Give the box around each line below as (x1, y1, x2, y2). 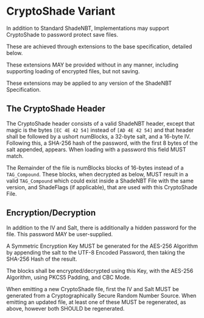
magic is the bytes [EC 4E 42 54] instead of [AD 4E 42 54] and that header (6, 126, 194, 134)
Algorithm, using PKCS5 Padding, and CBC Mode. (6, 273, 132, 281)
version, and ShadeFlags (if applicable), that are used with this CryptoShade (6, 183, 198, 190)
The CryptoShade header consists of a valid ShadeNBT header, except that (6, 120, 195, 127)
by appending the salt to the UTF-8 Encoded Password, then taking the (6, 248, 185, 256)
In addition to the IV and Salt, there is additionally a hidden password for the (6, 224, 197, 231)
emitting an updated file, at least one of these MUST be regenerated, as (6, 298, 186, 306)
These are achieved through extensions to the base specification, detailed (6, 43, 192, 50)
